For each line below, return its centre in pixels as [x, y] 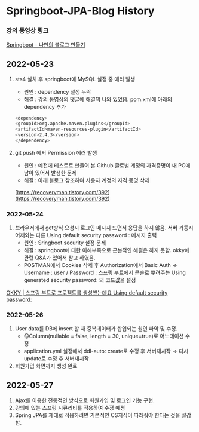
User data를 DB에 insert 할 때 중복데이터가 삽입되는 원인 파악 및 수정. [96, 329]
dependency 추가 [45, 107]
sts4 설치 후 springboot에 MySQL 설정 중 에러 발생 [75, 79]
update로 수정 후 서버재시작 [56, 359]
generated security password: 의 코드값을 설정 [80, 280]
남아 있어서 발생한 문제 [50, 173]
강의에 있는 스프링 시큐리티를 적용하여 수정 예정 [70, 408]
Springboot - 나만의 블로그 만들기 [46, 45]
